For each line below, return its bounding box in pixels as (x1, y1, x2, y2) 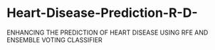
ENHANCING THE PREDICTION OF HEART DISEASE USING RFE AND (6, 28, 209, 37)
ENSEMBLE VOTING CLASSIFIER (6, 35, 103, 44)
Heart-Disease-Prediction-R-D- (6, 5, 198, 21)
